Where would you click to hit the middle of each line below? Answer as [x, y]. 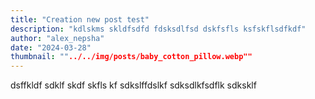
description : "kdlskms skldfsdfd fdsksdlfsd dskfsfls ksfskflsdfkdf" [158, 29]
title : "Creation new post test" [80, 19]
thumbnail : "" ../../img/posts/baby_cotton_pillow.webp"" [131, 57]
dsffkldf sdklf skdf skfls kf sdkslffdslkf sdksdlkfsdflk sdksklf [133, 85]
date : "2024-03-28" [51, 47]
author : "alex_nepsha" [57, 38]
